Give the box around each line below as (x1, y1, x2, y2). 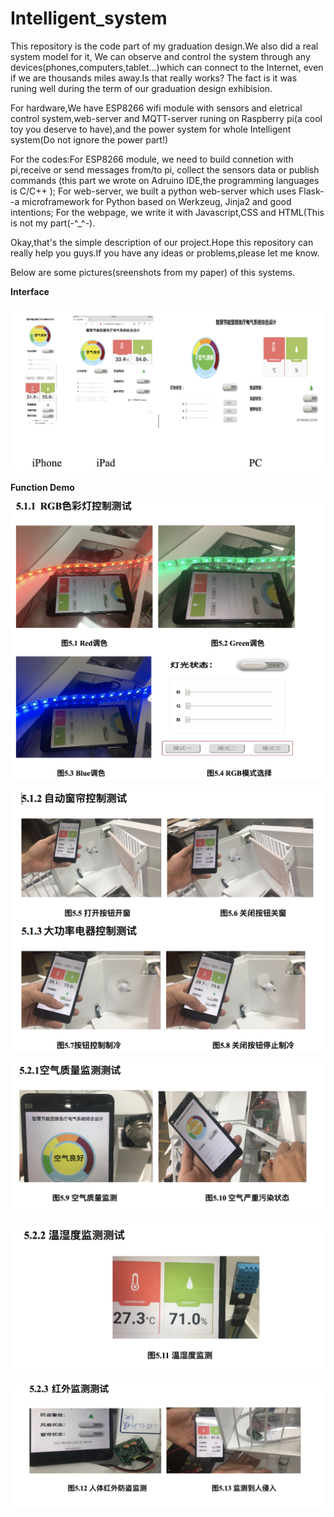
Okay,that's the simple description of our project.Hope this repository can (10, 236, 314, 248)
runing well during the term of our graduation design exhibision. (10, 82, 273, 94)
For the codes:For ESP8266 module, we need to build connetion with (10, 153, 294, 165)
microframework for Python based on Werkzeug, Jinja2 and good (21, 195, 292, 207)
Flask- (298, 185, 325, 197)
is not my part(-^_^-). (10, 217, 96, 229)
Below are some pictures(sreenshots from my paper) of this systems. (10, 266, 296, 278)
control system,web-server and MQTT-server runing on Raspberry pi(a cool (10, 112, 323, 124)
